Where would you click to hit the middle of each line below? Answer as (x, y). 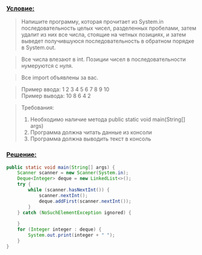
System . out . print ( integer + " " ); (72, 236)
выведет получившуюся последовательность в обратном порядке (108, 41)
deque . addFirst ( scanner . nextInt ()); (85, 201)
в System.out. (39, 47)
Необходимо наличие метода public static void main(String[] (108, 119)
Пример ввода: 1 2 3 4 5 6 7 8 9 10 (65, 89)
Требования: (38, 108)
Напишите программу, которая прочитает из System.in (92, 22)
